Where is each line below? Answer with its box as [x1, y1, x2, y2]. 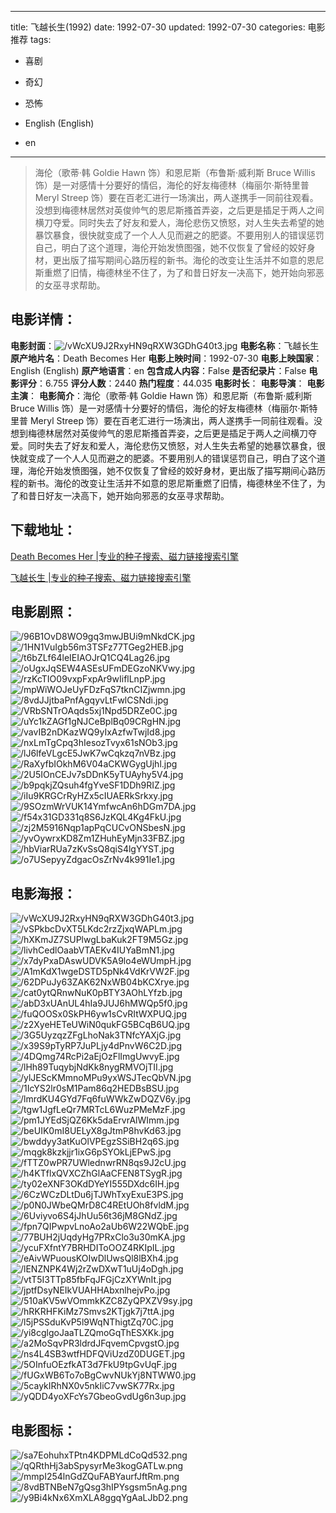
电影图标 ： [10, 1422, 77, 1439]
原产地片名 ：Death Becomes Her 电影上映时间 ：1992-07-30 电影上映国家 [10, 352, 314, 364]
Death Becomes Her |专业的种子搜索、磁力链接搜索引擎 [10, 550, 239, 562]
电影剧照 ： [10, 604, 77, 621]
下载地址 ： [10, 522, 77, 539]
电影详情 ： [10, 311, 77, 328]
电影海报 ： [10, 885, 77, 902]
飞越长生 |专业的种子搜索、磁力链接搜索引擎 [10, 571, 192, 583]
